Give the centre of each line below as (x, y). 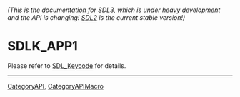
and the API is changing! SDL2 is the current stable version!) (96, 17)
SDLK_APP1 (43, 46)
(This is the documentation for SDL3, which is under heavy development (114, 10)
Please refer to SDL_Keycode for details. (67, 65)
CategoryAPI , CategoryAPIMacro (55, 86)
